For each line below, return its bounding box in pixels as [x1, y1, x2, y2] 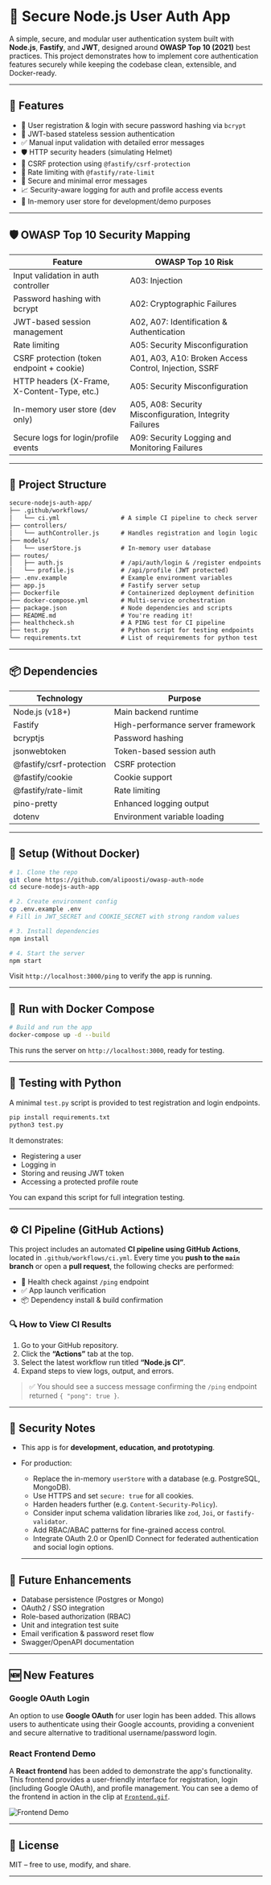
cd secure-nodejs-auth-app [9, 883, 100, 891]
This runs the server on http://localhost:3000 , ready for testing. [9, 1045, 224, 1055]
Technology [36, 692, 84, 704]
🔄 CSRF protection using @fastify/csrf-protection [20, 159, 191, 168]
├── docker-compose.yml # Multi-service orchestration [9, 596, 226, 605]
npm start [9, 957, 43, 965]
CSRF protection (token [13, 352, 102, 363]
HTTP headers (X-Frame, [13, 375, 110, 387]
